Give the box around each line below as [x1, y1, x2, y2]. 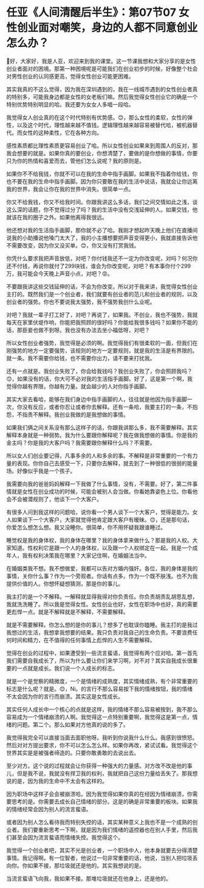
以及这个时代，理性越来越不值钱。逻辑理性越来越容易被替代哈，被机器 [16, 121, 192, 129]
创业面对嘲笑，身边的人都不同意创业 [17, 21, 199, 35]
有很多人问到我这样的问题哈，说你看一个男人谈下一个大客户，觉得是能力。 [6, 508, 192, 516]
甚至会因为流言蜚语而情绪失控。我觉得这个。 [11, 833, 123, 841]
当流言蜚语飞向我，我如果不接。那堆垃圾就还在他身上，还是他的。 [6, 875, 171, 882]
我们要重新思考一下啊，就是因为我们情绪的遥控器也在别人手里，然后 [22, 826, 192, 833]
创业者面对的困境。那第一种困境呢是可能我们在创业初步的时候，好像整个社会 [6, 65, 198, 72]
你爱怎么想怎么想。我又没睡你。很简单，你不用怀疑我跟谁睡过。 [6, 524, 166, 531]
